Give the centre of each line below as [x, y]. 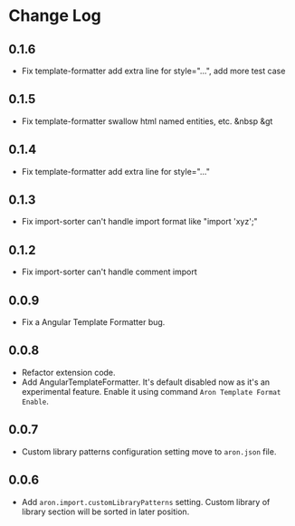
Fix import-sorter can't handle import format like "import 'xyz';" [140, 222]
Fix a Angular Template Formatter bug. [93, 322]
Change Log [55, 16]
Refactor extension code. [68, 372]
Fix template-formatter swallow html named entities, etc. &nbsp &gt [147, 121]
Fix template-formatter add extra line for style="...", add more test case [153, 71]
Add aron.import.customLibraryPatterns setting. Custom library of [146, 502]
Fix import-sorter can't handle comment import [109, 272]
